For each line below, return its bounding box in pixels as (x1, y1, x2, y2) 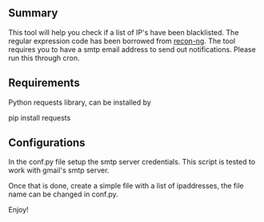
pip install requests (8, 113, 71, 122)
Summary (8, 6, 58, 20)
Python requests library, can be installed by (8, 97, 152, 107)
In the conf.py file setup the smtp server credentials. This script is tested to (8, 157, 256, 167)
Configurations (8, 136, 86, 150)
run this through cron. (8, 53, 80, 62)
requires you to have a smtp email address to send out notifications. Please (8, 44, 256, 54)
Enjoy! (8, 205, 30, 215)
